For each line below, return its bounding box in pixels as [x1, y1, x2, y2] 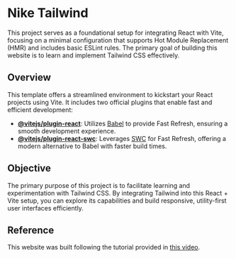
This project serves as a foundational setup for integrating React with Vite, [7, 28, 225, 37]
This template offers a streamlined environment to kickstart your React [7, 90, 213, 99]
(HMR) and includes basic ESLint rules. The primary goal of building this [7, 43, 218, 52]
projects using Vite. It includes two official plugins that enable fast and [7, 98, 213, 106]
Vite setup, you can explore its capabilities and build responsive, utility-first [7, 196, 227, 205]
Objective [7, 162, 52, 174]
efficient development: [7, 105, 73, 114]
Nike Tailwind [7, 5, 89, 21]
